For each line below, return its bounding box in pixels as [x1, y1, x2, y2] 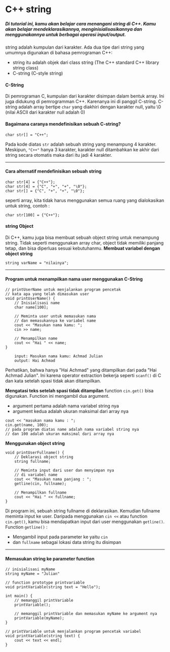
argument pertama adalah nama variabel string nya [12, 403, 119, 409]
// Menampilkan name [14, 336, 58, 341]
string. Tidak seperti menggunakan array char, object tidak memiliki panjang [5, 239, 164, 246]
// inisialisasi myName [5, 567, 56, 572]
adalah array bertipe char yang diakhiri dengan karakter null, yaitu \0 [18, 104, 161, 110]
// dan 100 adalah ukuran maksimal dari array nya [5, 431, 114, 437]
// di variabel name [14, 472, 58, 477]
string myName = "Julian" [5, 571, 60, 576]
